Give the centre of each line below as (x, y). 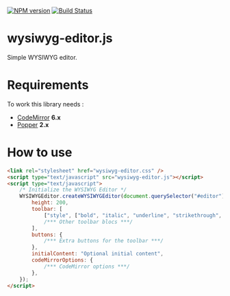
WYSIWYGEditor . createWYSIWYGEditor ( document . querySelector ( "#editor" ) (122, 196)
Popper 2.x (33, 124)
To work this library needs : (46, 104)
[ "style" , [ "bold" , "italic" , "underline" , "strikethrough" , (133, 215)
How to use (40, 153)
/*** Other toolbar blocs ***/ (88, 222)
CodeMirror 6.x (39, 117)
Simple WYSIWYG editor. (42, 57)
